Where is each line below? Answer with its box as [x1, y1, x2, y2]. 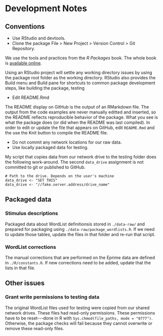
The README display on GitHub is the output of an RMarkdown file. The [5, 104, 149, 110]
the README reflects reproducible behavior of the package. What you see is [5, 114, 158, 120]
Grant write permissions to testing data [5, 294, 100, 300]
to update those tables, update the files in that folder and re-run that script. [5, 231, 156, 237]
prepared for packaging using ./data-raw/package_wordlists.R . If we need [5, 226, 155, 232]
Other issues [5, 279, 45, 287]
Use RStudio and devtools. [12, 35, 66, 41]
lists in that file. [5, 265, 36, 271]
